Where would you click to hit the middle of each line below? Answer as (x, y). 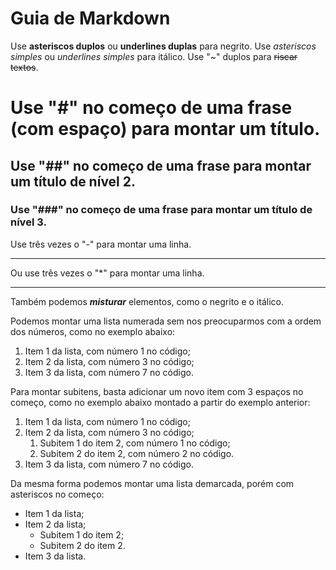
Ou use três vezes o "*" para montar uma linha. (107, 273)
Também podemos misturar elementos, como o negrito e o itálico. (147, 301)
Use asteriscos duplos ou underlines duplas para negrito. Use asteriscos (163, 46)
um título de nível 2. (73, 181)
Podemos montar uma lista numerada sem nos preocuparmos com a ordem (166, 321)
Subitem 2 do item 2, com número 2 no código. (137, 453)
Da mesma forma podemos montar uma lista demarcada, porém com (152, 483)
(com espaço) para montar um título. (165, 129)
